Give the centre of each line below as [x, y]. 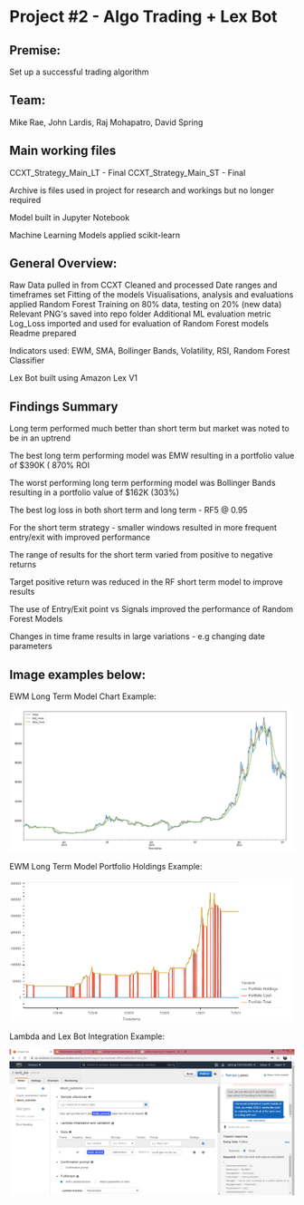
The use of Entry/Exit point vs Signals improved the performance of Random [152, 609]
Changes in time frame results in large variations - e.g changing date [137, 637]
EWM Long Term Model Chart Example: [83, 696]
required [25, 199]
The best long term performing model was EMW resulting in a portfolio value [152, 456]
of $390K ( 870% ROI [50, 465]
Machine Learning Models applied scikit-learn [95, 235]
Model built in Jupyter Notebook [70, 217]
